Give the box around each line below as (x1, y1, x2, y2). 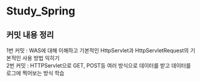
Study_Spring (6, 4, 76, 18)
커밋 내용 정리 (6, 30, 54, 40)
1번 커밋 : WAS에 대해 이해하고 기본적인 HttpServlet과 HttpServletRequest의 (6, 47, 189, 54)
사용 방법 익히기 (22, 54, 60, 61)
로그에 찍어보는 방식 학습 (6, 69, 65, 77)
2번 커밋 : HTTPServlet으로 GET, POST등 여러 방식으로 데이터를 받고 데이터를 (6, 62, 192, 69)
